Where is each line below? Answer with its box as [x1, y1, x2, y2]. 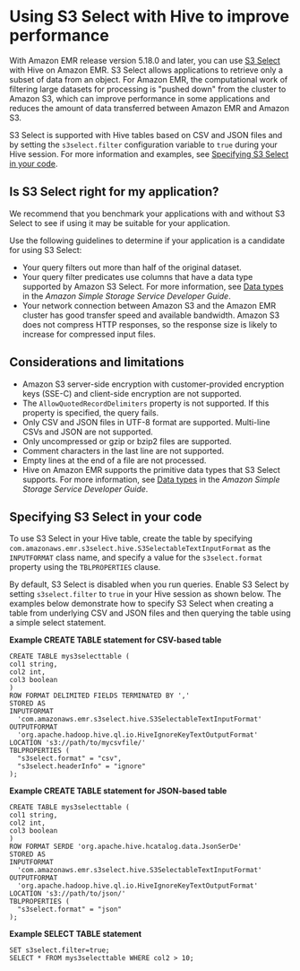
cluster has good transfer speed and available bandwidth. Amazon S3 [21, 310, 280, 320]
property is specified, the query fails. [21, 407, 159, 418]
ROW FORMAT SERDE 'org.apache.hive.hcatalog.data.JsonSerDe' [9, 842, 243, 852]
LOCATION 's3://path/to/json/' [9, 889, 126, 898]
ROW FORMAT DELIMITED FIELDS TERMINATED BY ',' [9, 691, 191, 701]
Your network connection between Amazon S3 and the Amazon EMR [21, 300, 277, 311]
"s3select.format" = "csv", [17, 754, 123, 764]
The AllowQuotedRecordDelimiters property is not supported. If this [21, 398, 270, 408]
